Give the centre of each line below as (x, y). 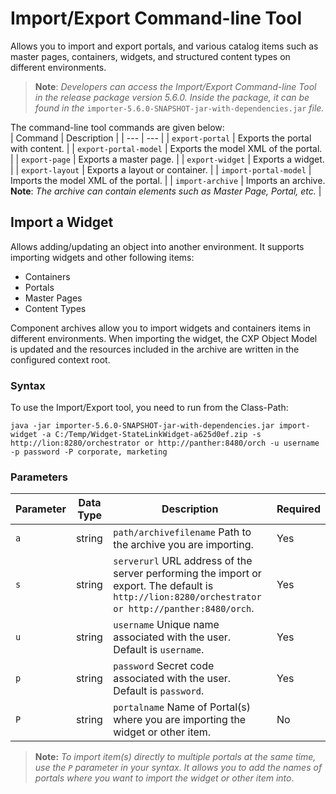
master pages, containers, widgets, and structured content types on (150, 56)
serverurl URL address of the (183, 561)
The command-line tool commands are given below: (117, 127)
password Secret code (164, 666)
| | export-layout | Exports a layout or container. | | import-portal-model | (161, 169)
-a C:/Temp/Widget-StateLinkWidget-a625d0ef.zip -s (151, 435)
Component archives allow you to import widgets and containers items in (160, 328)
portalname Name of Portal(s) (182, 707)
